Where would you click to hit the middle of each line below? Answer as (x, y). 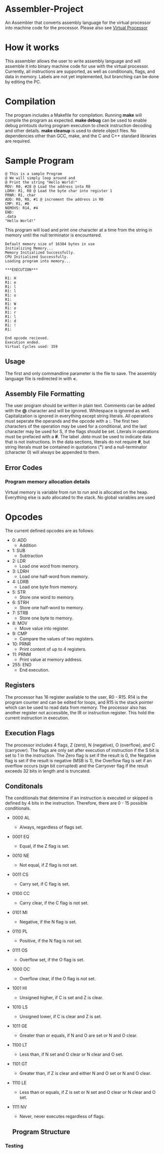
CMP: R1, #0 (17, 204)
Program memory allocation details (48, 481)
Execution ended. (23, 342)
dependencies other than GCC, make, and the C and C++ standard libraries (81, 136)
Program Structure (41, 1132)
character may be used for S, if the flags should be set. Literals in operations (82, 431)
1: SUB (19, 550)
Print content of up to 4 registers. (53, 649)
